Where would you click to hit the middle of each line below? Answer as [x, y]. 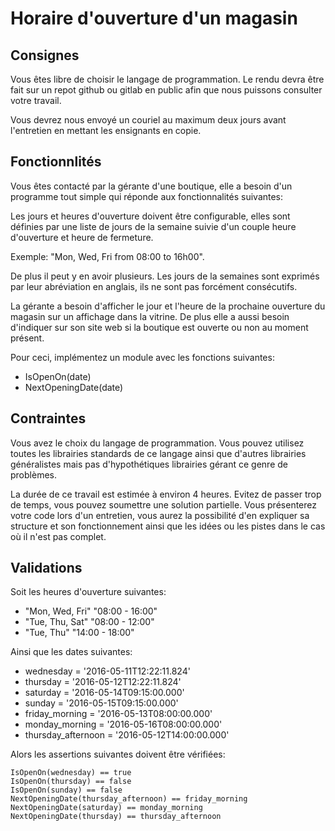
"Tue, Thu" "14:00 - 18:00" [79, 633]
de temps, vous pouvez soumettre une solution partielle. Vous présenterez [163, 504]
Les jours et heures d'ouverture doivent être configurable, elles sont [150, 216]
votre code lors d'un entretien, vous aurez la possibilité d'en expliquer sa [160, 515]
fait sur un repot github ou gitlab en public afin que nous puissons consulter [166, 90]
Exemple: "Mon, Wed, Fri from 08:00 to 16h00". [107, 256]
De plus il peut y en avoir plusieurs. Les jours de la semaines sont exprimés [165, 276]
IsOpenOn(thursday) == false [71, 782]
